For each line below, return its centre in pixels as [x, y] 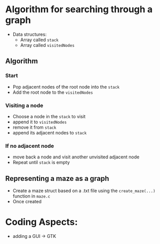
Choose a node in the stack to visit [49, 116]
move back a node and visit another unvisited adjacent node [76, 157]
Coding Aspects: [42, 222]
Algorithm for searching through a [79, 9]
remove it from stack [34, 127]
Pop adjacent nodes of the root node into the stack [66, 87]
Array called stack [39, 40]
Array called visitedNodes [47, 45]
